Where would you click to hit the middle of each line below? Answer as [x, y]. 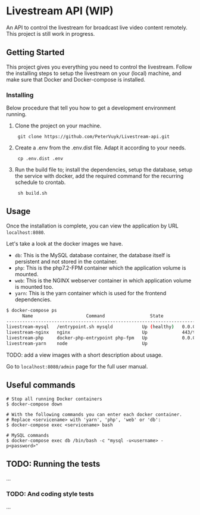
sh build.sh [32, 193]
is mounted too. [34, 286]
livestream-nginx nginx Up [77, 333]
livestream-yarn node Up [77, 344]
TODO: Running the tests [53, 464]
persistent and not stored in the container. [66, 261]
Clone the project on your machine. [58, 126]
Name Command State [93, 316]
